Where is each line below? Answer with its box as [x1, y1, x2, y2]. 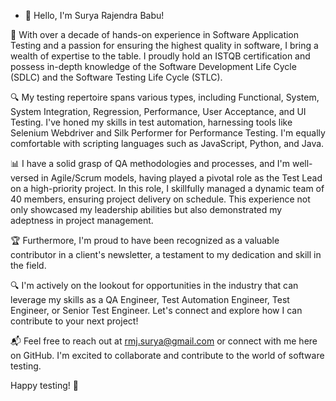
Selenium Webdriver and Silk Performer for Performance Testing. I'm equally [10, 127, 326, 139]
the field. [10, 260, 47, 271]
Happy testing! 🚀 [10, 380, 79, 391]
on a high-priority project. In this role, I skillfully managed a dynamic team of [10, 183, 325, 194]
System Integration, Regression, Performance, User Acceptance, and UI [10, 106, 307, 117]
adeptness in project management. [10, 215, 154, 226]
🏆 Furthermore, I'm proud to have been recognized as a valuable [10, 235, 280, 246]
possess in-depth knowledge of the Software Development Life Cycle [10, 61, 297, 72]
